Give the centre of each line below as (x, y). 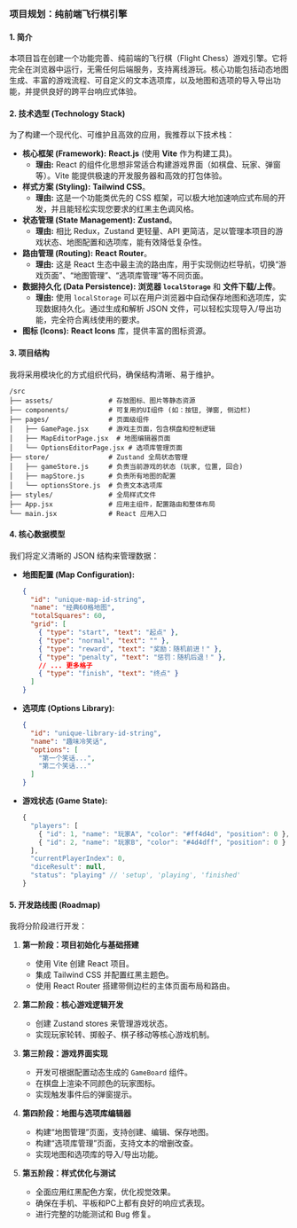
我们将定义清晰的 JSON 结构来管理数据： (84, 555)
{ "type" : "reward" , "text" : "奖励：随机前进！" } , (130, 649)
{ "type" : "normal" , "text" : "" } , (104, 640)
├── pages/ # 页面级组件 (79, 419)
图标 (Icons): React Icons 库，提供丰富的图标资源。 (116, 331)
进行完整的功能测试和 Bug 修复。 (95, 1214)
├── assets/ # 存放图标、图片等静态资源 (102, 401)
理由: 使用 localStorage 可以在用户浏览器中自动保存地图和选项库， (157, 298)
